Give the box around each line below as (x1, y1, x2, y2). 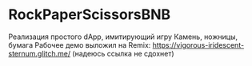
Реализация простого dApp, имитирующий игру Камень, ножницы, (8, 32, 238, 41)
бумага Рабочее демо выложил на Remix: (8, 40, 151, 49)
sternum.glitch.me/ (8, 49, 70, 58)
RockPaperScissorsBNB (8, 6, 171, 24)
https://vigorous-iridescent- (152, 40, 245, 49)
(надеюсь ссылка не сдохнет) (71, 49, 174, 58)
